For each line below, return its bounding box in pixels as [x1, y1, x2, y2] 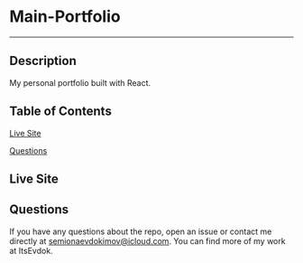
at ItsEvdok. [9, 245, 53, 256]
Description [9, 53, 77, 69]
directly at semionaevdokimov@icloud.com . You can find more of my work [9, 235, 286, 246]
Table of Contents [9, 104, 113, 119]
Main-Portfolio [9, 6, 121, 27]
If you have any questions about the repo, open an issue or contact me [9, 226, 272, 237]
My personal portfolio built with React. [9, 77, 151, 88]
